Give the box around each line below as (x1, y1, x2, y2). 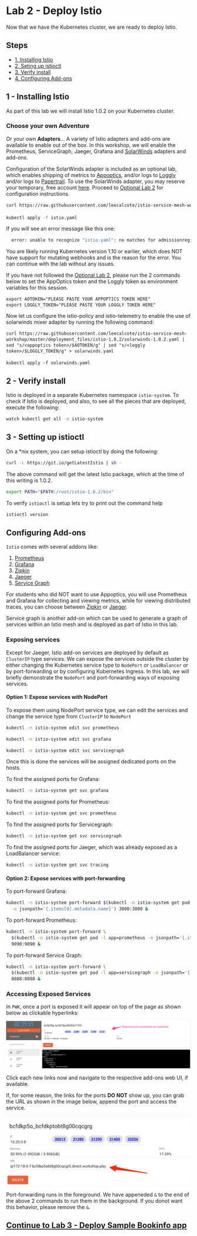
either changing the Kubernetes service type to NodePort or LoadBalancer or (6, 661, 189, 668)
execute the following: (6, 404, 60, 411)
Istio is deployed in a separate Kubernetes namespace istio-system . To (6, 392, 179, 399)
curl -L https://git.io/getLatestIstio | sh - (6, 460, 122, 466)
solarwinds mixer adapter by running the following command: (6, 318, 154, 326)
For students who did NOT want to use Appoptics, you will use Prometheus (6, 591, 188, 598)
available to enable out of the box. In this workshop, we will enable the (6, 141, 176, 148)
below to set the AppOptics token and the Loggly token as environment (6, 278, 178, 285)
